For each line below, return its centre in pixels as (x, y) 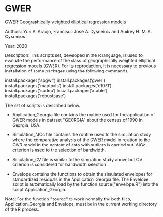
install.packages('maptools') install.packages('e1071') (58, 85)
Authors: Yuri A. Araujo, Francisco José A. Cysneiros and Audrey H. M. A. (79, 31)
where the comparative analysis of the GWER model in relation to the (81, 140)
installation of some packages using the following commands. (67, 71)
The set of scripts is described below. (43, 105)
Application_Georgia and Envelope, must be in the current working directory (81, 204)
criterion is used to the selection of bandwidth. (59, 150)
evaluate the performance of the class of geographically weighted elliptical (80, 60)
